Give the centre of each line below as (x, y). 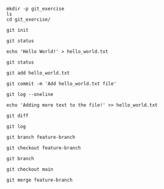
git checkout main (30, 169)
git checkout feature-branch (44, 148)
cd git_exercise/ (29, 20)
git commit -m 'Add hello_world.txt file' (61, 84)
